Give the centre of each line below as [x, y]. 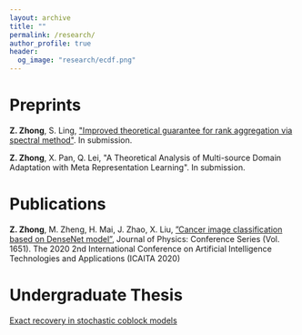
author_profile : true [50, 43]
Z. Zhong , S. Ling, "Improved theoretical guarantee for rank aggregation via [151, 130]
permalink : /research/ [52, 35]
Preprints [45, 105]
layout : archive [40, 18]
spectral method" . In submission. [71, 140]
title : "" [28, 26]
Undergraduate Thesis [96, 295]
